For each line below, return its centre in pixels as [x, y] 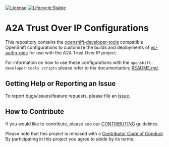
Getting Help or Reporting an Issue [61, 84]
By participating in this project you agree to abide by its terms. [70, 139]
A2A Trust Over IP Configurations [77, 28]
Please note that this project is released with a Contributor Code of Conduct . [85, 133]
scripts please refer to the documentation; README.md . [100, 67]
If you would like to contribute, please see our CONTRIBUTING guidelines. [82, 124]
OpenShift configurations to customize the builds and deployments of [77, 47]
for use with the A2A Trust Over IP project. [73, 52]
